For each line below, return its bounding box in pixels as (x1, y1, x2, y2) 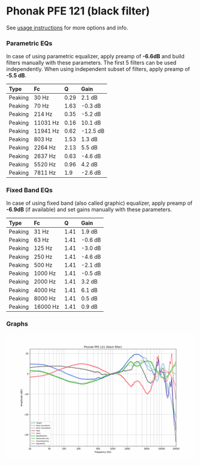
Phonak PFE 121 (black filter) (6, 4, 150, 18)
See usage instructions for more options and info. (6, 24, 129, 31)
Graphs (6, 320, 28, 328)
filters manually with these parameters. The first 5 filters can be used (6, 59, 177, 67)
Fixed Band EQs (6, 186, 53, 194)
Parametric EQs (6, 39, 53, 47)
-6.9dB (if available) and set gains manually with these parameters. (6, 206, 172, 213)
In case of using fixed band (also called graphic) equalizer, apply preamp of (6, 199, 193, 207)
